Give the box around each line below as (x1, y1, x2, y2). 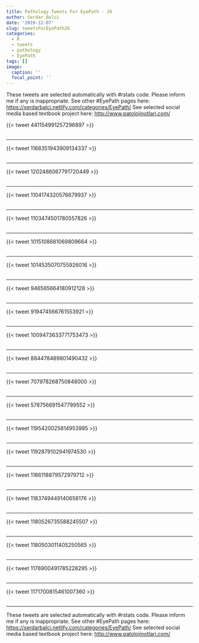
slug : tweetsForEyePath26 (6, 25, 70, 31)
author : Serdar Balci (6, 14, 60, 20)
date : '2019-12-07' (6, 20, 54, 25)
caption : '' (11, 69, 41, 75)
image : (6, 63, 23, 70)
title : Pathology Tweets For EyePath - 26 (6, 8, 113, 15)
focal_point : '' (11, 75, 52, 81)
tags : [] (6, 58, 28, 64)
